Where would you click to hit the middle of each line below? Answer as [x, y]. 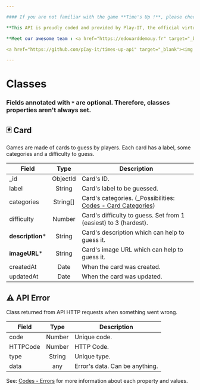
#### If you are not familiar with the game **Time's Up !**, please [94, 17]
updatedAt [24, 277]
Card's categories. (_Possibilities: [128, 198]
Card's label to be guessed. [120, 189]
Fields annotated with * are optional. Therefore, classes [88, 103]
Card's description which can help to [133, 232]
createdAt [23, 267]
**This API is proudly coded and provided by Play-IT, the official [93, 27]
